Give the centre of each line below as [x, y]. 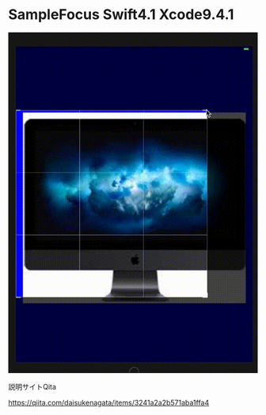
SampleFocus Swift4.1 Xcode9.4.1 [121, 15]
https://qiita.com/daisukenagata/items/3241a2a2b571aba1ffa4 [109, 403]
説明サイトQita [32, 387]
